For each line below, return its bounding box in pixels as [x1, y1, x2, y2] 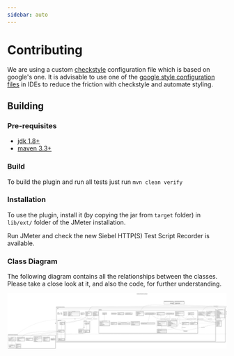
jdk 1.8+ [17, 137, 40, 146]
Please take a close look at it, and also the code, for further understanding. [7, 279, 221, 288]
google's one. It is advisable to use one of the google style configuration [7, 72, 215, 81]
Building [7, 100, 44, 111]
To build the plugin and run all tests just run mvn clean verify [7, 178, 183, 186]
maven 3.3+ [17, 144, 52, 153]
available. [7, 239, 35, 247]
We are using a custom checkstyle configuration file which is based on [7, 65, 210, 73]
